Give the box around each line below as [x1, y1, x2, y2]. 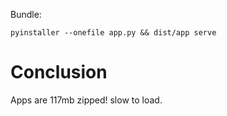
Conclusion [10, 61, 108, 84]
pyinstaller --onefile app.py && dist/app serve [10, 28, 217, 38]
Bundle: [10, 9, 42, 20]
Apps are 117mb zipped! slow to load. [10, 94, 163, 106]
